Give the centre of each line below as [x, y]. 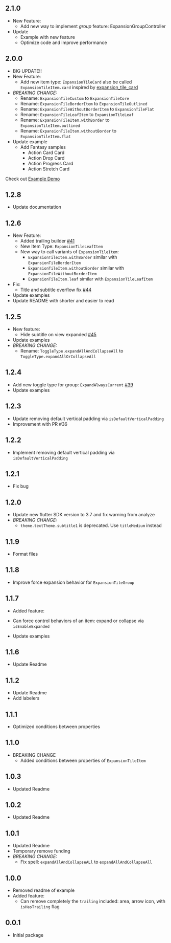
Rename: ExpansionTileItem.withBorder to [65, 120]
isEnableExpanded [31, 626]
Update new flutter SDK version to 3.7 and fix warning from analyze [84, 515]
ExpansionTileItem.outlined [50, 126]
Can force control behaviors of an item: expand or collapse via [78, 621]
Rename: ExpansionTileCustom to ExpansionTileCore [75, 98]
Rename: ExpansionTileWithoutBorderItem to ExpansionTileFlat [87, 109]
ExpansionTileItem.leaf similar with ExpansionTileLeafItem [90, 279]
